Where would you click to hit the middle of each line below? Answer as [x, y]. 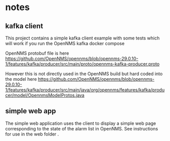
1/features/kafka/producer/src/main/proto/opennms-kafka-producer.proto [82, 64]
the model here [21, 79]
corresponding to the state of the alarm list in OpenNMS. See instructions [82, 128]
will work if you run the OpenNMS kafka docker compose [65, 43]
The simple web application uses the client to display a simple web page [81, 123]
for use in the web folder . [32, 134]
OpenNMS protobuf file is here [37, 53]
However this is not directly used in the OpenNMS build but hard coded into [84, 74]
